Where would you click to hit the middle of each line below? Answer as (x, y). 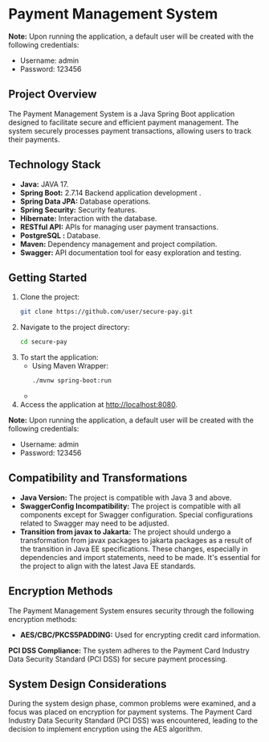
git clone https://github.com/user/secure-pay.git (106, 312)
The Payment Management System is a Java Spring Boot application (122, 113)
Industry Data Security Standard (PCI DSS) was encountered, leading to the (133, 720)
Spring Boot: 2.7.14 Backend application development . (110, 192)
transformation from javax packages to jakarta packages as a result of (136, 540)
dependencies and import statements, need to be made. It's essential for (140, 557)
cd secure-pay (43, 342)
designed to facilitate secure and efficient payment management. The (124, 122)
